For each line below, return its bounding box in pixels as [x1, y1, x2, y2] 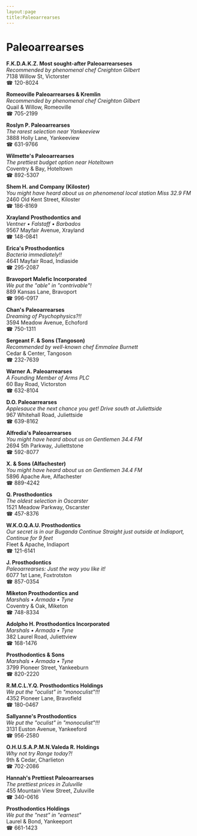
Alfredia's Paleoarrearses [6, 429, 72, 437]
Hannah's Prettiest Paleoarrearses [6, 774, 94, 781]
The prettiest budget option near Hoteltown [6, 159, 114, 166]
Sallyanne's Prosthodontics [6, 713, 77, 720]
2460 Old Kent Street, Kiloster [6, 196, 80, 203]
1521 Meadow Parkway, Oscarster [6, 504, 90, 511]
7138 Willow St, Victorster [6, 73, 70, 80]
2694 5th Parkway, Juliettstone [6, 442, 84, 449]
